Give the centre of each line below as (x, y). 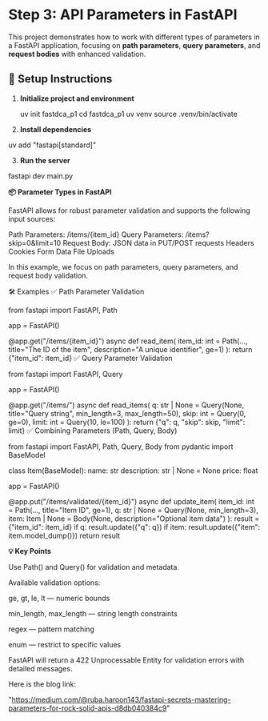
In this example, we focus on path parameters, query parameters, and (123, 266)
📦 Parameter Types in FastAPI (60, 192)
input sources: (32, 218)
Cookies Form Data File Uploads (61, 251)
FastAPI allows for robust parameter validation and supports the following (129, 210)
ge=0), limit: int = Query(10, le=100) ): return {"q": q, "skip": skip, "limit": (127, 422)
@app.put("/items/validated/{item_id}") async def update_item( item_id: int (131, 501)
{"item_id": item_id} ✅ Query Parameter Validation (91, 358)
